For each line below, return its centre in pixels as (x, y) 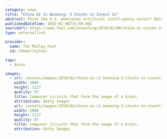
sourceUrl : (16, 28)
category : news (21, 10)
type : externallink (25, 33)
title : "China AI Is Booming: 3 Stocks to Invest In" (62, 14)
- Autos (18, 65)
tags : (11, 60)
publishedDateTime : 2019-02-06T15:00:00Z (49, 24)
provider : (15, 42)
